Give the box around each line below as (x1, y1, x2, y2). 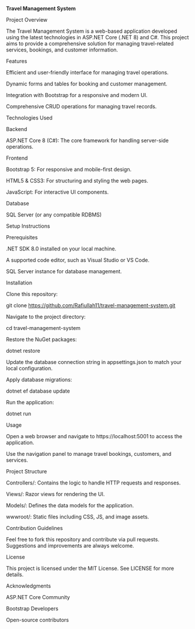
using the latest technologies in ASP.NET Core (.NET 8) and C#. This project (6, 34, 189, 40)
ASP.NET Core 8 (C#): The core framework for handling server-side (6, 137, 169, 144)
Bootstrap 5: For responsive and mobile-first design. (6, 166, 132, 173)
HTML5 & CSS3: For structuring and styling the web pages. (6, 177, 149, 184)
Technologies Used (6, 114, 53, 121)
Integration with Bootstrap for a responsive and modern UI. (6, 92, 148, 98)
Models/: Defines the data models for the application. (6, 502, 134, 508)
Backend (6, 126, 27, 132)
